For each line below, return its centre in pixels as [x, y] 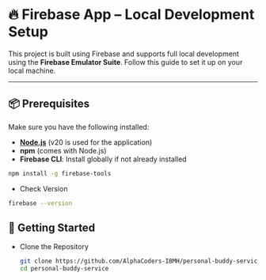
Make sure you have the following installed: [79, 127]
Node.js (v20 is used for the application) [86, 142]
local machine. [32, 70]
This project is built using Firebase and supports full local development [124, 54]
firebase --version [40, 203]
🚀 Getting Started [52, 227]
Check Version [44, 188]
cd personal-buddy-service [64, 269]
